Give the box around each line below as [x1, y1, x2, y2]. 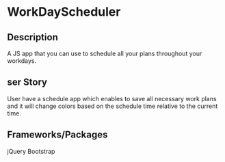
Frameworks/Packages [7, 129, 108, 141]
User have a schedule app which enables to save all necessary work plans [7, 94, 217, 103]
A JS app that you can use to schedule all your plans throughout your [7, 49, 202, 57]
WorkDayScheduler [7, 4, 121, 20]
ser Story [7, 77, 48, 88]
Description [7, 31, 58, 43]
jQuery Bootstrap [7, 147, 55, 155]
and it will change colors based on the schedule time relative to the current [7, 102, 218, 110]
